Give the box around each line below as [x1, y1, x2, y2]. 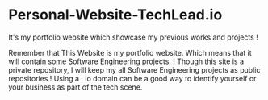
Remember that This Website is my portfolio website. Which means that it [8, 48, 252, 57]
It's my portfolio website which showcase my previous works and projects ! [8, 32, 258, 42]
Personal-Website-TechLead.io [8, 6, 223, 24]
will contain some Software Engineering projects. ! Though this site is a [8, 56, 245, 66]
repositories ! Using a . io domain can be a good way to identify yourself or [8, 73, 257, 83]
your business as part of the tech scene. [8, 82, 143, 92]
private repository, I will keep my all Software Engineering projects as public [8, 65, 261, 74]
